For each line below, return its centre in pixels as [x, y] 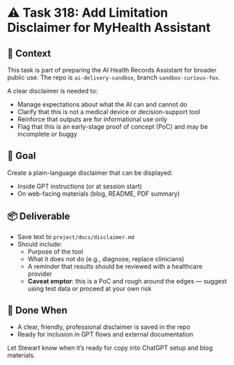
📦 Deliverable [39, 216]
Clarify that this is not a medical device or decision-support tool [109, 112]
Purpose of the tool [55, 251]
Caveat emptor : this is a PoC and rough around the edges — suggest [127, 281]
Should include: [40, 244]
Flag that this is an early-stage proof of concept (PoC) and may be [112, 126]
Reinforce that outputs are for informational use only [92, 119]
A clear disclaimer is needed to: [53, 91]
